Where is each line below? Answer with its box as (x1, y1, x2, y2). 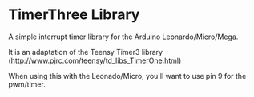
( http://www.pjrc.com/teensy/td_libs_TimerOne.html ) (8, 56, 182, 65)
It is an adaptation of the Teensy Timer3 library (8, 47, 163, 56)
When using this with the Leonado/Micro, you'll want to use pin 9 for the (8, 71, 247, 80)
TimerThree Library (8, 6, 140, 24)
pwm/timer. (8, 80, 46, 89)
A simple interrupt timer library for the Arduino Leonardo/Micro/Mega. (8, 32, 239, 41)
